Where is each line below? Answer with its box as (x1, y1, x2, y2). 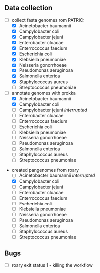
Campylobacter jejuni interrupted (19, 107, 88, 113)
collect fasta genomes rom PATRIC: (11, 17, 85, 23)
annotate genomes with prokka (11, 90, 76, 96)
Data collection (4, 4, 53, 12)
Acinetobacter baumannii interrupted (19, 172, 95, 178)
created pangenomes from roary (11, 167, 79, 173)
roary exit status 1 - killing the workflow (11, 262, 93, 268)
